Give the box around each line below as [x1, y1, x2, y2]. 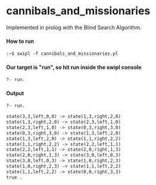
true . [6, 174, 23, 180]
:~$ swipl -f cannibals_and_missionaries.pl [6, 51, 118, 57]
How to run [6, 37, 35, 45]
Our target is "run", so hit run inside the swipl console [6, 64, 142, 71]
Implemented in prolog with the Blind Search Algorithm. [6, 24, 142, 31]
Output [6, 89, 24, 96]
